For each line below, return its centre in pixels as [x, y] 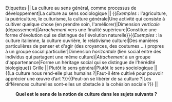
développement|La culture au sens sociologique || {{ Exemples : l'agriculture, [86, 13]
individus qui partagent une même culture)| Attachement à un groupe [78, 57]
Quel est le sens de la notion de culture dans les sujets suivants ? [86, 94]
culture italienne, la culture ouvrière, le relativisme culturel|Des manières [82, 40]
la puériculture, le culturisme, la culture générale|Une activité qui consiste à [85, 19]
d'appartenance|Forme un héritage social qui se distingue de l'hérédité [80, 62]
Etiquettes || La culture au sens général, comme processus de [71, 8]
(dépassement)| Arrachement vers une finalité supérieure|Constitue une [81, 30]
